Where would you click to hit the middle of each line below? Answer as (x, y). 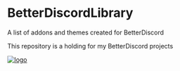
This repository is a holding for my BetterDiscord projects (90, 46)
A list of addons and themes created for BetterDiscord (85, 32)
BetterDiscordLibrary (70, 13)
